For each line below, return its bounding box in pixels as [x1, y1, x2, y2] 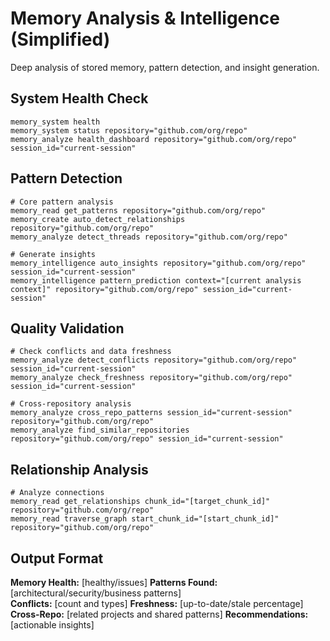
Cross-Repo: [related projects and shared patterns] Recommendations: [10, 608, 309, 620]
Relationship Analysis [10, 461, 149, 478]
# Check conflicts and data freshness [10, 347, 172, 357]
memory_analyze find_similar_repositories [10, 425, 190, 436]
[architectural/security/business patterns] [10, 587, 182, 599]
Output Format [10, 550, 104, 567]
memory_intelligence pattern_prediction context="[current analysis [10, 275, 302, 286]
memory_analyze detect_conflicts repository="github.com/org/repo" [10, 355, 298, 366]
